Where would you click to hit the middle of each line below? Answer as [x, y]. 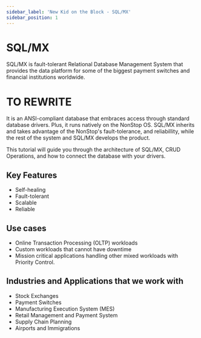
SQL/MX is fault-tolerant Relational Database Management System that [95, 64]
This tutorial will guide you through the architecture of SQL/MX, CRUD [93, 150]
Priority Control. [35, 262]
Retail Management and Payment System [66, 315]
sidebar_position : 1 [32, 18]
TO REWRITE [39, 102]
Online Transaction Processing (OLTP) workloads [76, 243]
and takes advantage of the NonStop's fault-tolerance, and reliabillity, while [100, 132]
